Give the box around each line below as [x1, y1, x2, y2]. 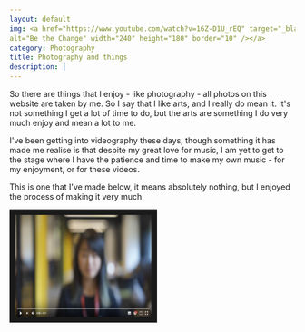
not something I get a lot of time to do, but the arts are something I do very [9, 108, 289, 118]
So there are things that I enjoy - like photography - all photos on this [9, 89, 268, 99]
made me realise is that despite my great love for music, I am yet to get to [9, 145, 284, 155]
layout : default [9, 15, 71, 24]
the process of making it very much [9, 191, 143, 201]
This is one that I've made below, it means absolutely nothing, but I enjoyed [9, 181, 290, 192]
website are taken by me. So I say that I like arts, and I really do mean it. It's [9, 98, 291, 109]
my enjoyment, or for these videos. [9, 164, 141, 174]
